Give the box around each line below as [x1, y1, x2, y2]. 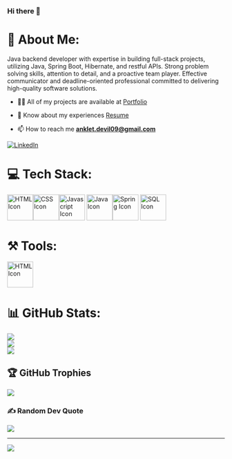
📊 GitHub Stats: [7, 305, 101, 321]
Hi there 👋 [7, 6, 41, 16]
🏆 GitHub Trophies [7, 367, 92, 379]
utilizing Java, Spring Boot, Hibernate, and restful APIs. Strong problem [7, 62, 209, 70]
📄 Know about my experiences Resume [17, 111, 129, 119]
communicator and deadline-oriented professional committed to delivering [7, 76, 219, 85]
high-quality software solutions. [7, 84, 98, 92]
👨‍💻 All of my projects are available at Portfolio [17, 97, 147, 106]
